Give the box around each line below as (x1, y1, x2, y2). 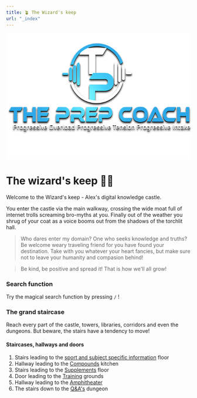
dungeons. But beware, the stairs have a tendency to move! (6, 327, 150, 335)
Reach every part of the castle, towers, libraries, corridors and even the (6, 321, 179, 329)
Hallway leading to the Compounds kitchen (14, 360, 119, 367)
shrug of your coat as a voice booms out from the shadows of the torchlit (6, 218, 183, 225)
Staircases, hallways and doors (6, 341, 84, 348)
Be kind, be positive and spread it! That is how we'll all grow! (20, 265, 167, 272)
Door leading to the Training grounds (14, 373, 104, 380)
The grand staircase (6, 307, 64, 316)
